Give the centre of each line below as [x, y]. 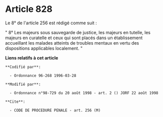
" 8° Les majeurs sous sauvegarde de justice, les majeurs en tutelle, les [78, 32]
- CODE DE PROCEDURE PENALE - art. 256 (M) [55, 110]
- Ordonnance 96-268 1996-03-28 [43, 75]
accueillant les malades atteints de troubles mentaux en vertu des [72, 43]
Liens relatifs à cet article [32, 58]
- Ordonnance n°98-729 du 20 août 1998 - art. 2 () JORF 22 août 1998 [84, 93]
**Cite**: [15, 102]
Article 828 [29, 9]
